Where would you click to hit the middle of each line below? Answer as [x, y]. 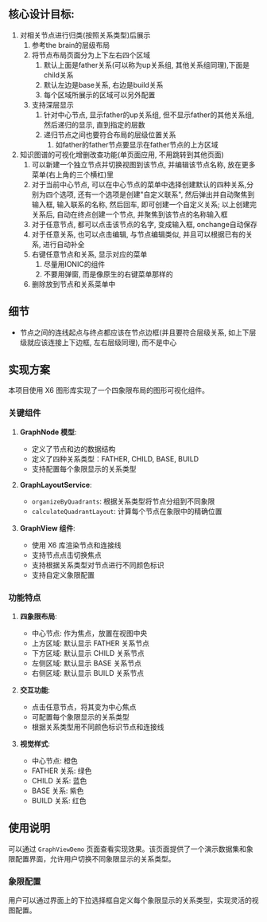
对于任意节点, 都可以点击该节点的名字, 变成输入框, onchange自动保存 [145, 224]
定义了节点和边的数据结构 [74, 449]
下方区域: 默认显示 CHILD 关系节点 [88, 653]
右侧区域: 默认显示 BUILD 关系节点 [88, 673]
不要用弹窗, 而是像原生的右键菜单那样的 [108, 274]
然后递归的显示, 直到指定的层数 [94, 124]
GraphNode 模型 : [48, 432]
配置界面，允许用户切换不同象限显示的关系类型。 [95, 858]
